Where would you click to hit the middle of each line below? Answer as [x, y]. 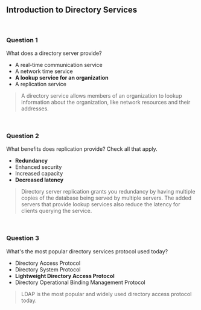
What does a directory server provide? [54, 53]
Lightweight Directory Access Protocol [65, 276]
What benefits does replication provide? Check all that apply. [82, 149]
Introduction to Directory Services [72, 10]
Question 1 [22, 40]
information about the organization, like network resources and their [106, 103]
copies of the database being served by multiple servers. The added [106, 198]
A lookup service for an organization [62, 78]
